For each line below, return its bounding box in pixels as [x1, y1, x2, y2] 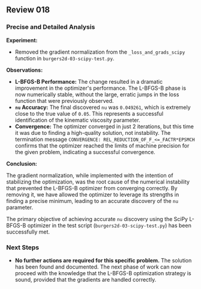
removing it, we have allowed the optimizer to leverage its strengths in [6, 191, 179, 198]
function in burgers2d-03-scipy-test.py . [14, 54, 115, 62]
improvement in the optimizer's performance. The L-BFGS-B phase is [14, 84, 187, 92]
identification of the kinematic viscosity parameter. [14, 116, 140, 123]
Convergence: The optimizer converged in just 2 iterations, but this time [14, 123, 194, 130]
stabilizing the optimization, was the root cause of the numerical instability [6, 178, 190, 185]
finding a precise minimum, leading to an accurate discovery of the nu [6, 197, 179, 204]
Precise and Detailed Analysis [6, 23, 95, 31]
